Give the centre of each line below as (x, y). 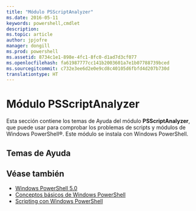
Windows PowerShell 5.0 (46, 189)
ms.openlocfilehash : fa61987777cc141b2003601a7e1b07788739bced (88, 63)
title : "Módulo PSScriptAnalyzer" (50, 12)
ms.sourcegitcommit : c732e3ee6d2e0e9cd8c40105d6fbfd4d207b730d (88, 68)
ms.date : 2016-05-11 (32, 18)
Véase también (35, 174)
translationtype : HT (32, 74)
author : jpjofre (27, 40)
